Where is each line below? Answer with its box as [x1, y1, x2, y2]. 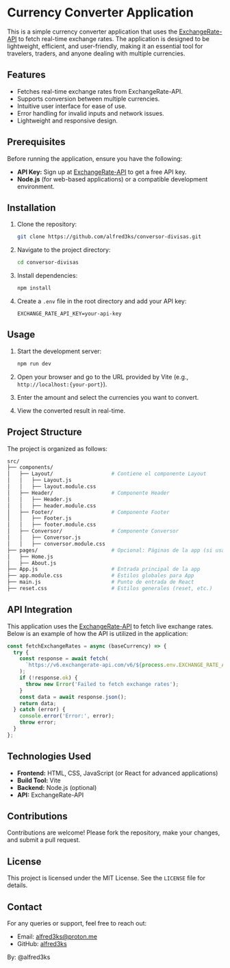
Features [7, 69, 46, 81]
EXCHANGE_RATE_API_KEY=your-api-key [16, 310, 122, 317]
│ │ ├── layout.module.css [7, 483, 97, 490]
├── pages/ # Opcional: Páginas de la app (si [7, 546, 213, 554]
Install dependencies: [16, 272, 78, 280]
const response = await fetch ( [19, 655, 109, 662]
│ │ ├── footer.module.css [7, 522, 97, 528]
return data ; [19, 700, 57, 706]
